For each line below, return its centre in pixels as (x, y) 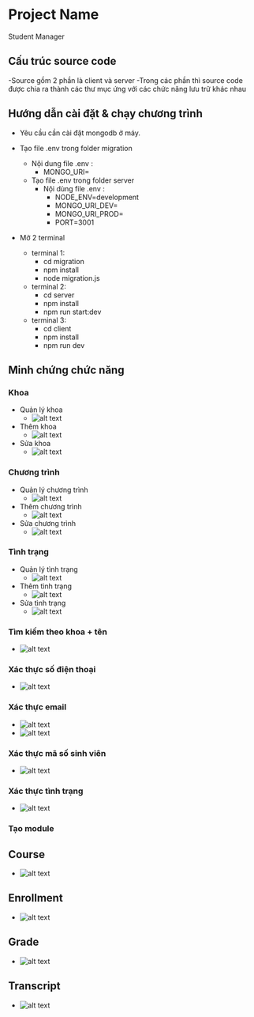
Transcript (34, 986)
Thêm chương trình (51, 506)
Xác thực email (37, 707)
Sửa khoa (35, 444)
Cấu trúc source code (62, 61)
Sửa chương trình (48, 523)
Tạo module (31, 829)
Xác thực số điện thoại (52, 670)
